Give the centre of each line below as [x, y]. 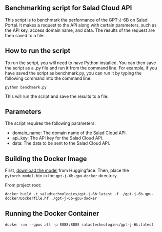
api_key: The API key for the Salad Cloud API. [58, 138]
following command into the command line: [48, 78]
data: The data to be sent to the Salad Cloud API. [61, 143]
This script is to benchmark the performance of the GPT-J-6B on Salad [76, 20]
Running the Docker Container [52, 213]
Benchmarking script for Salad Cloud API [69, 8]
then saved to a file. [25, 35]
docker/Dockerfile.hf [27, 198]
